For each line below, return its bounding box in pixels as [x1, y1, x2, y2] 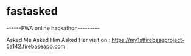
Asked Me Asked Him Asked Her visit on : [6, 36, 111, 43]
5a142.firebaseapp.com [6, 43, 66, 50]
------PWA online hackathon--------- [6, 24, 100, 32]
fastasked [6, 4, 58, 18]
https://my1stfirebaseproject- [111, 36, 184, 43]
